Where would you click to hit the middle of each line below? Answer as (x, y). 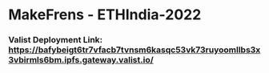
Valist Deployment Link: (56, 40)
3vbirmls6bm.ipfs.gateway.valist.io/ (81, 60)
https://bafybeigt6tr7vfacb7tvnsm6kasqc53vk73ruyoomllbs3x (134, 50)
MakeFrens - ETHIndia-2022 (105, 15)
